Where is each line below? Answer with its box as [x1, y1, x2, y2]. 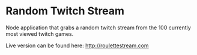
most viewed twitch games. [5, 30, 74, 37]
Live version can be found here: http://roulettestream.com [5, 42, 149, 49]
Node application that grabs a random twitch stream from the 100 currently [5, 24, 192, 31]
